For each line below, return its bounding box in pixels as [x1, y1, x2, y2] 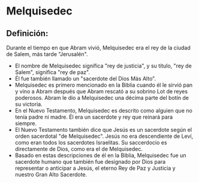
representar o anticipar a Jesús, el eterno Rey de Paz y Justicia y [14, 164, 176, 172]
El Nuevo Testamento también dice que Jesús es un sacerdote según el [14, 126, 192, 133]
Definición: [6, 28, 49, 39]
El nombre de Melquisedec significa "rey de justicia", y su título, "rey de [14, 62, 192, 69]
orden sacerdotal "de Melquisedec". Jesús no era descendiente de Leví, [14, 132, 194, 140]
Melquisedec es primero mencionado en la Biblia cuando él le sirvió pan [14, 81, 193, 88]
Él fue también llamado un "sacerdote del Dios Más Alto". [14, 75, 156, 82]
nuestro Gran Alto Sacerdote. [14, 171, 88, 178]
